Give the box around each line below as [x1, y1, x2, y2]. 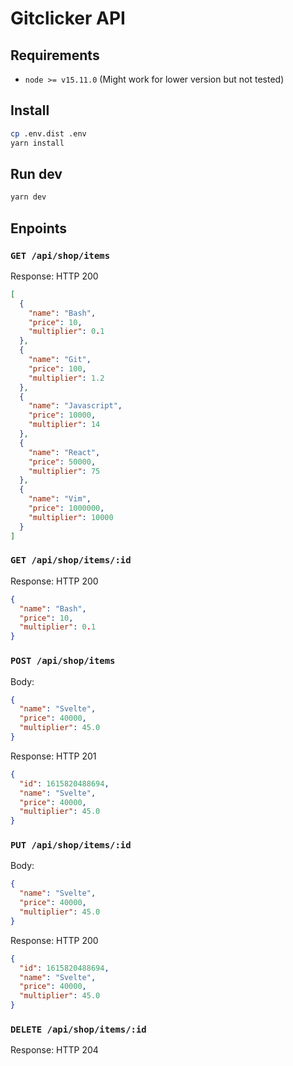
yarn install [10, 138, 65, 148]
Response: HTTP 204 [10, 1044, 99, 1056]
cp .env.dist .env [10, 128, 87, 139]
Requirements [10, 47, 100, 64]
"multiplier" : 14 [28, 420, 101, 430]
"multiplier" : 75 [28, 466, 101, 476]
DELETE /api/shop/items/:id [10, 1024, 147, 1035]
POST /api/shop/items [10, 655, 116, 667]
